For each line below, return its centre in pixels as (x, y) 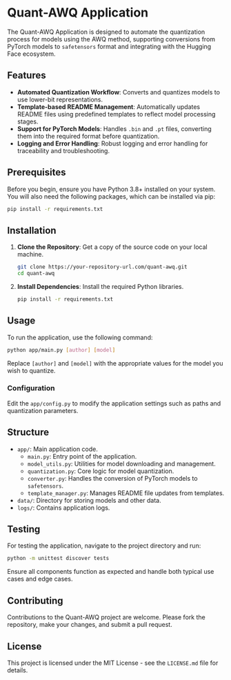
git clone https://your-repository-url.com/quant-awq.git (102, 267)
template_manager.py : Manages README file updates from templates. (126, 493)
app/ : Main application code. (58, 449)
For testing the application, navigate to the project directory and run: (104, 546)
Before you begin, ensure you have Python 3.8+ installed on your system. (111, 189)
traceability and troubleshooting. (63, 150)
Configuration (31, 388)
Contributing (35, 600)
